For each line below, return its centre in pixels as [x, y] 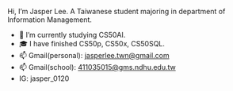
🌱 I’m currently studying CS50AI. [72, 35]
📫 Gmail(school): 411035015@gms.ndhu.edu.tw [97, 67]
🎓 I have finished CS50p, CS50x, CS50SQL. [92, 44]
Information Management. [50, 20]
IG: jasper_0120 [44, 78]
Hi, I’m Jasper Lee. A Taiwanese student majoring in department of [116, 11]
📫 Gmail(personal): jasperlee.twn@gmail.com [94, 55]
